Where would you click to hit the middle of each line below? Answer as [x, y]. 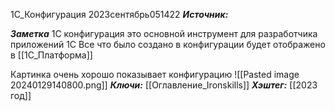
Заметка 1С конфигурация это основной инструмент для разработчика [164, 33]
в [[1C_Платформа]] [51, 55]
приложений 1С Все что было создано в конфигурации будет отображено [168, 44]
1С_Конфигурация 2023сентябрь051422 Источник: [119, 14]
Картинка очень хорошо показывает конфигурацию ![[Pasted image [155, 74]
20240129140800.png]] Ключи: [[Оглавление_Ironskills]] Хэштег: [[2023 [164, 85]
